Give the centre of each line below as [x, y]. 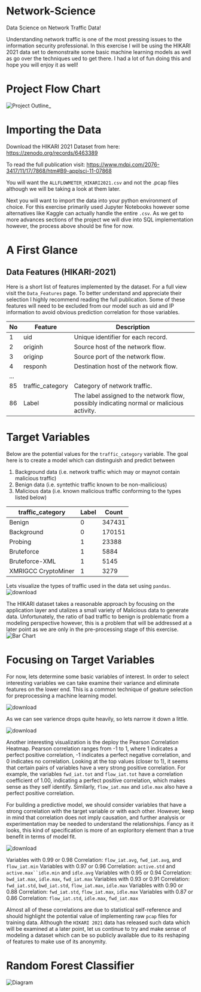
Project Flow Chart [53, 89]
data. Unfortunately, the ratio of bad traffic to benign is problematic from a [98, 617]
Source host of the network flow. [120, 347]
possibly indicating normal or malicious [129, 403]
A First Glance [42, 250]
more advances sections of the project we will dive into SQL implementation [100, 220]
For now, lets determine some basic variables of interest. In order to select [98, 677]
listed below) [31, 497]
